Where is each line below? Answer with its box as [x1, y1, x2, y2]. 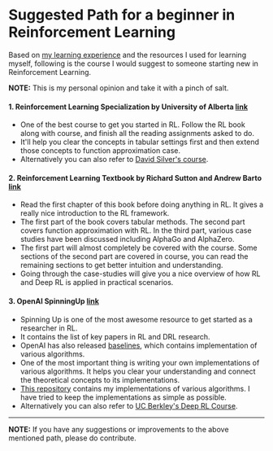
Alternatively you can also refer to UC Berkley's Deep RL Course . [19, 401, 238, 410]
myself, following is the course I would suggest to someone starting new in [8, 59, 258, 68]
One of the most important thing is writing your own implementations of [19, 357, 260, 367]
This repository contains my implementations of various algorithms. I [19, 383, 250, 393]
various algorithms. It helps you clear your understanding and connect [19, 366, 256, 376]
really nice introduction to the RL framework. [19, 208, 170, 218]
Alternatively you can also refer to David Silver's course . [19, 155, 209, 164]
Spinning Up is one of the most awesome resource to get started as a [19, 314, 253, 324]
